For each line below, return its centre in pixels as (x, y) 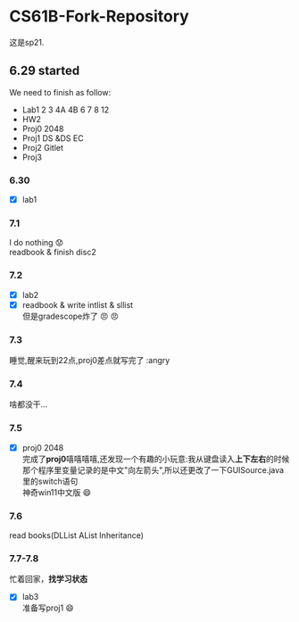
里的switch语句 (50, 481)
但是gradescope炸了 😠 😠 (70, 316)
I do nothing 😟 (37, 243)
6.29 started (45, 71)
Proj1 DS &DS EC (53, 138)
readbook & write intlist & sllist (78, 304)
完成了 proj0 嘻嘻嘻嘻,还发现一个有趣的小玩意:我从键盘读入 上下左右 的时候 (156, 459)
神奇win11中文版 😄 (57, 492)
